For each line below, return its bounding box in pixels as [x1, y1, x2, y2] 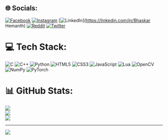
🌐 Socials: [5, 4, 38, 13]
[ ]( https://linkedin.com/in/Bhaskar [58, 17, 151, 23]
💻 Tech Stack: [5, 41, 67, 52]
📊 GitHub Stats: [5, 85, 73, 96]
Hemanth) [5, 23, 26, 29]
